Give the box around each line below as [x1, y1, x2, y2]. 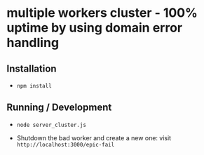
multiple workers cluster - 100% [6, 5, 198, 21]
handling [6, 35, 60, 50]
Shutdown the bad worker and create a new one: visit [16, 133, 172, 142]
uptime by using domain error [6, 20, 183, 36]
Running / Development [6, 102, 112, 114]
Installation [6, 62, 57, 74]
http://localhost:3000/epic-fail [16, 141, 115, 148]
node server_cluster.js [16, 121, 87, 128]
